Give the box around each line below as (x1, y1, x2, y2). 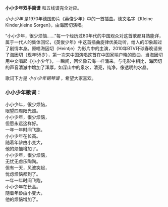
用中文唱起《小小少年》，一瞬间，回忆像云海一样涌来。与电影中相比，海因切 (5, 58, 162, 64)
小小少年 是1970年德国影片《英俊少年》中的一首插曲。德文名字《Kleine (5, 16, 153, 22)
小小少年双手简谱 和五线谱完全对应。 (5, 5, 82, 11)
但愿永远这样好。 (5, 120, 41, 127)
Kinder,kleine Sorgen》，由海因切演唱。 (5, 22, 86, 28)
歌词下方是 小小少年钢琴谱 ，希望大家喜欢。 (5, 75, 96, 81)
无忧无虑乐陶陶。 (5, 158, 41, 164)
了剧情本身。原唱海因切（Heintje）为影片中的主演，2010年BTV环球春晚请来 (5, 46, 162, 51)
